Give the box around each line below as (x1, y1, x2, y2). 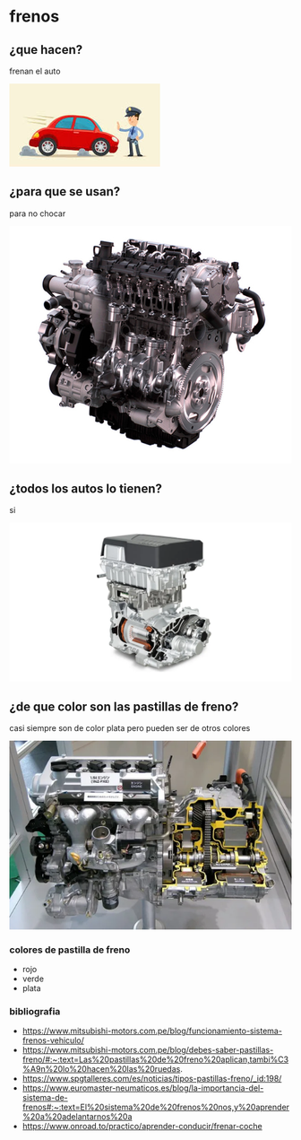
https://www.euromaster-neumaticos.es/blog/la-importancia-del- (21, 1083, 264, 1093)
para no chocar (9, 208, 66, 219)
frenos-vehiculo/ (21, 1035, 85, 1046)
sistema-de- (21, 1092, 69, 1103)
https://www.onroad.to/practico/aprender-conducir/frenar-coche (21, 1121, 262, 1132)
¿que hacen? (9, 42, 83, 57)
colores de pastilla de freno (9, 944, 131, 956)
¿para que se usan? (9, 184, 121, 199)
